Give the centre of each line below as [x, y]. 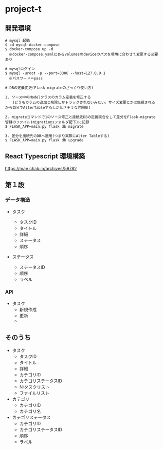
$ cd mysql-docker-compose [32, 45]
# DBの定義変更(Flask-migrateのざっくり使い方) [49, 88]
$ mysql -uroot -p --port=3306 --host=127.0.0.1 [55, 73]
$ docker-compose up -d [29, 49]
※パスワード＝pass [26, 78]
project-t [23, 9]
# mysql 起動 [18, 40]
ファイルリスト [34, 393]
